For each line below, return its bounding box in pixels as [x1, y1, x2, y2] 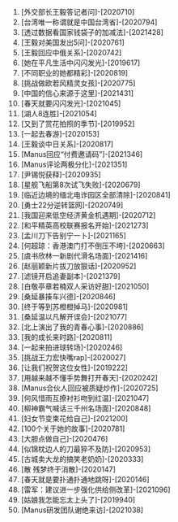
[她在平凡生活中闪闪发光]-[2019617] [20, 58, 141, 67]
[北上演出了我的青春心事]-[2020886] [20, 322, 144, 332]
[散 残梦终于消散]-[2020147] [20, 464, 117, 474]
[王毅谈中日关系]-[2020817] [20, 139, 114, 149]
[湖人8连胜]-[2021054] [20, 109, 98, 118]
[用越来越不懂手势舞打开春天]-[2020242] [20, 373, 159, 382]
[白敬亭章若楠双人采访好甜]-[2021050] [20, 281, 150, 291]
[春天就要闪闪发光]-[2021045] [20, 98, 121, 108]
